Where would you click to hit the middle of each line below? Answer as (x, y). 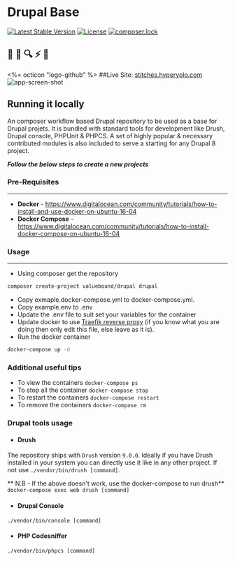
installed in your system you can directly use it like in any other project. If (112, 462)
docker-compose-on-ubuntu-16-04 (69, 233)
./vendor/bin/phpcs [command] (51, 551)
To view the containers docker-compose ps (78, 383)
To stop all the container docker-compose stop (83, 390)
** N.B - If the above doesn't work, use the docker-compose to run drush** (116, 483)
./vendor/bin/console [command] (54, 520)
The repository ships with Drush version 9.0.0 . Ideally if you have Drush (110, 456)
